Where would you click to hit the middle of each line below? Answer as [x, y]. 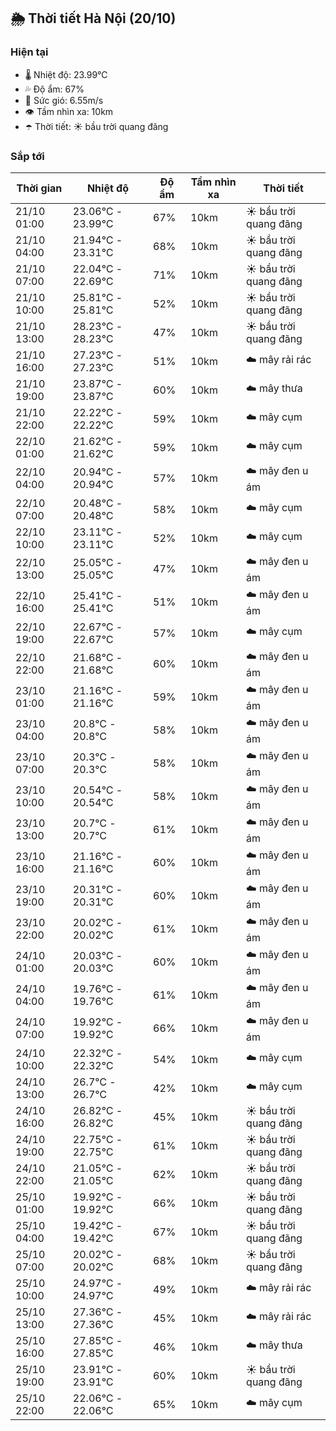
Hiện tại [29, 52]
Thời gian [39, 188]
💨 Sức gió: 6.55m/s [64, 100]
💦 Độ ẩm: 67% [54, 89]
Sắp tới [27, 156]
